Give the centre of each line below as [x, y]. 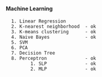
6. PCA [20, 48]
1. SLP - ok [63, 64]
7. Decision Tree [33, 53]
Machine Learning [29, 8]
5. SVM [20, 42]
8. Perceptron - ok [54, 59]
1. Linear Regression [39, 21]
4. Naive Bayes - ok [54, 37]
